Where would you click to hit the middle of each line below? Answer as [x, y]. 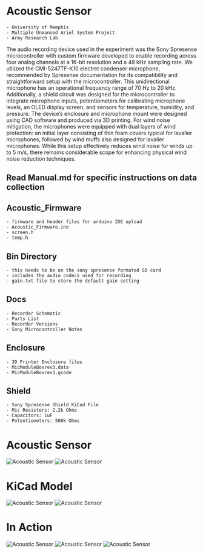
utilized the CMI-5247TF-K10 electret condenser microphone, [83, 69]
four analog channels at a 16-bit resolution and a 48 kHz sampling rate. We [99, 62]
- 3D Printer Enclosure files [45, 362]
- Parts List [23, 319]
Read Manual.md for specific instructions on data [101, 178]
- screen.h [20, 233]
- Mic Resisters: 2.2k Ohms [42, 411]
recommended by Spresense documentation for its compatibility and [92, 75]
